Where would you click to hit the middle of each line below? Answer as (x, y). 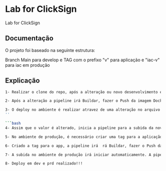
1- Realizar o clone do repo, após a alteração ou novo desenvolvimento (82, 92)
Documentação (29, 38)
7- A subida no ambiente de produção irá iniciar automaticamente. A (78, 155)
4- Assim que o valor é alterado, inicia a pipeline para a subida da (79, 128)
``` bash (13, 124)
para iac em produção (28, 65)
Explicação (22, 81)
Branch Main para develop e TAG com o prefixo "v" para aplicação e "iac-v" (83, 60)
